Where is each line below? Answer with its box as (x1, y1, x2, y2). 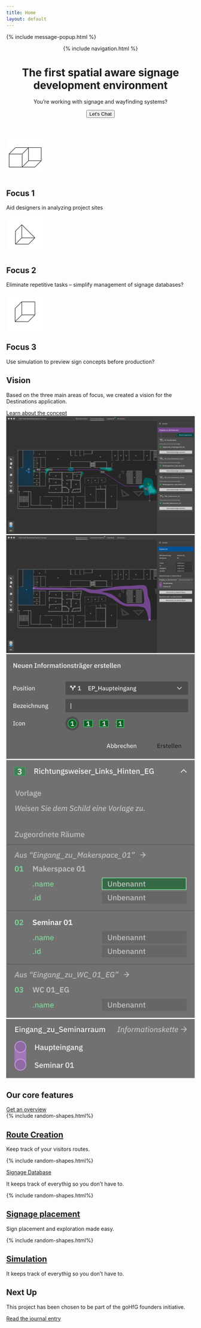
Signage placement (6, 1209, 81, 1220)
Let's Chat (89, 111, 112, 117)
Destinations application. (6, 398, 68, 405)
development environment (33, 78, 168, 92)
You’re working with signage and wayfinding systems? (33, 98, 168, 105)
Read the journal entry (6, 1315, 61, 1322)
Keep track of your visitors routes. (6, 1145, 90, 1153)
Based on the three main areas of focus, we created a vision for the (6, 391, 172, 398)
